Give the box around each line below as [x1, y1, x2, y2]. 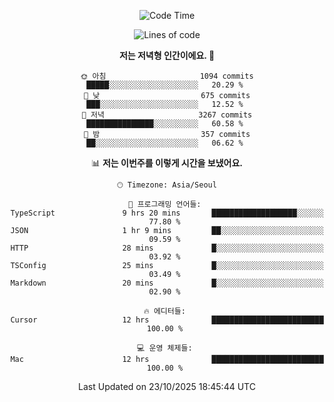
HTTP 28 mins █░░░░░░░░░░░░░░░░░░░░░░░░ [10, 243, 324, 253]
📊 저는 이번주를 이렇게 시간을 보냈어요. [90, 157, 244, 169]
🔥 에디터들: [143, 306, 186, 316]
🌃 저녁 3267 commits [81, 110, 253, 120]
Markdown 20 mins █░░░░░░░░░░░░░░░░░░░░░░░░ [10, 278, 324, 288]
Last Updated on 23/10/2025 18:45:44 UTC [78, 381, 256, 392]
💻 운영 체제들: [137, 343, 193, 353]
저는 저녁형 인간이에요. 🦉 [118, 50, 216, 61]
